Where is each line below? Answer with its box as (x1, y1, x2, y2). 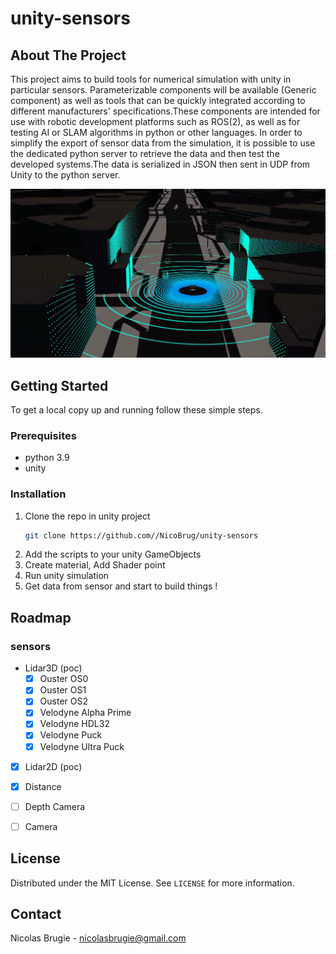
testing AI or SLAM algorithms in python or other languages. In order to (10, 127, 303, 138)
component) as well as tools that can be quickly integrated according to (10, 95, 306, 106)
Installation (10, 487, 67, 501)
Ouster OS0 (39, 673, 89, 685)
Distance (24, 780, 62, 792)
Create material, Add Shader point (24, 559, 166, 571)
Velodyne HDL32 (39, 718, 110, 730)
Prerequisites (10, 428, 77, 442)
